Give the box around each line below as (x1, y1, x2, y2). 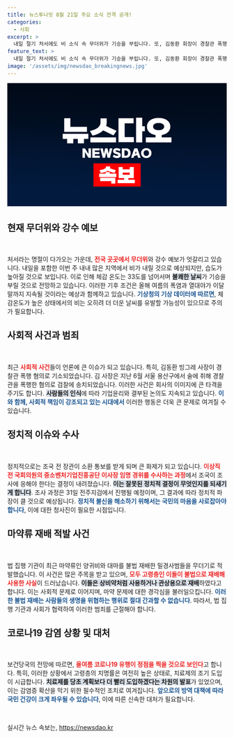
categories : (7, 18, 42, 26)
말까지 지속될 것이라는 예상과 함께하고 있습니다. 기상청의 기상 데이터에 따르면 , (7, 290, 217, 299)
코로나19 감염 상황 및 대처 (7, 627, 110, 638)
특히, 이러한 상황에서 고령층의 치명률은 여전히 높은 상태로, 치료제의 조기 (16, 669, 210, 677)
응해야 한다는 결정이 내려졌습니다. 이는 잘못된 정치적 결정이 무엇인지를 (19, 479, 209, 487)
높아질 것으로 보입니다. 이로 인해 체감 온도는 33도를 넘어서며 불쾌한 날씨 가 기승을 (7, 272, 226, 281)
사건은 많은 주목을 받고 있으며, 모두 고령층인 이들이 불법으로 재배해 (46, 570, 225, 578)
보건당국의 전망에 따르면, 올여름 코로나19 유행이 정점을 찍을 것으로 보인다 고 (7, 660, 210, 668)
